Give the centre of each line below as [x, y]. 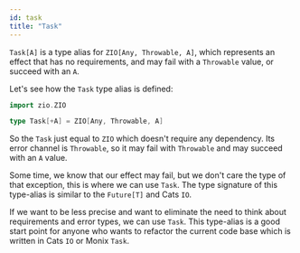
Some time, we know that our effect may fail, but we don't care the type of [148, 175]
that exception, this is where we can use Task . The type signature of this [144, 185]
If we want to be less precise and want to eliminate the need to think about [148, 212]
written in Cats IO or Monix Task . [69, 241]
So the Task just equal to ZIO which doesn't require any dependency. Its [142, 139]
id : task [26, 18]
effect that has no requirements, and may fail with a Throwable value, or [141, 61]
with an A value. [38, 158]
